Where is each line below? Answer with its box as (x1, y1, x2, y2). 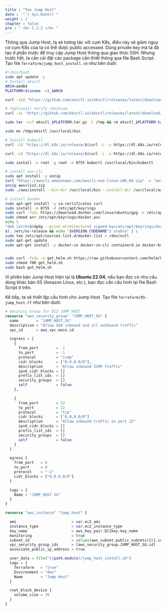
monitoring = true (9, 533, 85, 538)
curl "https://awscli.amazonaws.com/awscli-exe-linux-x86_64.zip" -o (5, 178, 152, 183)
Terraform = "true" (14, 565, 58, 570)
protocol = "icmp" (18, 355, 74, 360)
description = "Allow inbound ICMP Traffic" (18, 364, 123, 369)
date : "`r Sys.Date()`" (5, 12, 58, 17)
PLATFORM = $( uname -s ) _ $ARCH (5, 88, 63, 93)
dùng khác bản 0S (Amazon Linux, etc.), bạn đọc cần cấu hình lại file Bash (5, 279, 157, 285)
